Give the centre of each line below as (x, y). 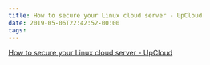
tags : (17, 30)
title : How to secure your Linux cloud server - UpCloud (105, 15)
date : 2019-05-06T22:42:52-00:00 (64, 23)
